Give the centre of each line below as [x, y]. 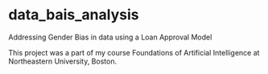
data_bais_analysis [74, 15]
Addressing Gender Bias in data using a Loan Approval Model [110, 37]
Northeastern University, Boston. [63, 61]
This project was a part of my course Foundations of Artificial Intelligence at [134, 52]
